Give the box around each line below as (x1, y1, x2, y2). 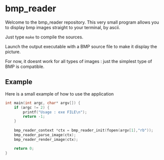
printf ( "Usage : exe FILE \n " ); (23, 109, 87, 115)
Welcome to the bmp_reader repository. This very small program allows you (5, 19, 160, 25)
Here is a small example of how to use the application (5, 91, 114, 96)
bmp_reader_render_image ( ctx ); (14, 137, 79, 142)
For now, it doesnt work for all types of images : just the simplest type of (5, 58, 152, 64)
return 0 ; (14, 146, 35, 151)
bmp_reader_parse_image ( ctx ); (14, 132, 77, 137)
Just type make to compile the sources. (5, 34, 83, 40)
